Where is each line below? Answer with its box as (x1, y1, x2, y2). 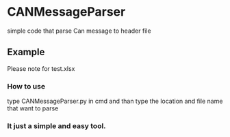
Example (7, 46, 45, 58)
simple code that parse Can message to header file (7, 27, 152, 35)
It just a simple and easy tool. (7, 121, 106, 130)
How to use (7, 81, 46, 91)
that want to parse (7, 104, 59, 112)
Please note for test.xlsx (7, 64, 75, 72)
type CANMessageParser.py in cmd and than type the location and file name (7, 97, 223, 106)
